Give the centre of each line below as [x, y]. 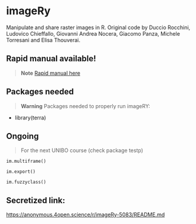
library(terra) [30, 118]
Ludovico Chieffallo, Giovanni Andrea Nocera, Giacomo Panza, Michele [93, 33]
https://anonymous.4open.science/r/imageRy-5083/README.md [86, 214]
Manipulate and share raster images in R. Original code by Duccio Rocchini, [98, 27]
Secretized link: [36, 200]
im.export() [21, 172]
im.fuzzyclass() [26, 182]
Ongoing [23, 136]
